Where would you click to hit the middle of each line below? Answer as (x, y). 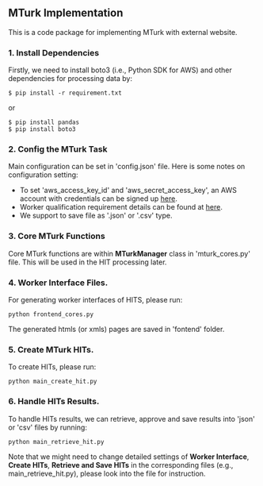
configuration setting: (43, 175)
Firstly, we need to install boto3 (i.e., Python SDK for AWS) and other (120, 70)
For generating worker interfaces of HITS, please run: (95, 300)
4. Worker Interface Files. (58, 283)
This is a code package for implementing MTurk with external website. (123, 32)
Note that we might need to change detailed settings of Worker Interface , (129, 457)
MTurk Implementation (66, 13)
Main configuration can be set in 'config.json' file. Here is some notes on (127, 167)
